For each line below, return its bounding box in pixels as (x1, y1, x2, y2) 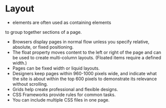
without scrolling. (12, 81, 48, 87)
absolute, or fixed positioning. (12, 44, 74, 50)
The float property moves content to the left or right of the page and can (12, 49, 162, 55)
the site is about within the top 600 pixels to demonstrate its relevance (12, 76, 157, 82)
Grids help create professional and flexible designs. (12, 86, 118, 92)
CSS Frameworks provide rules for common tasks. (12, 92, 116, 98)
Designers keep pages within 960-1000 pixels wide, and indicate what (12, 70, 157, 76)
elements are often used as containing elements (12, 19, 111, 25)
